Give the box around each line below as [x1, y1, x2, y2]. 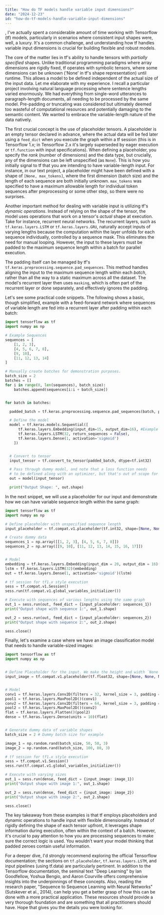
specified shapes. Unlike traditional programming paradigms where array [5, 60, 152, 66]
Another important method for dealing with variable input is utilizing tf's [5, 203, 148, 209]
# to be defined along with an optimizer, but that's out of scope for [9, 471, 159, 476]
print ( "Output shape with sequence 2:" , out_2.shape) [5, 620, 117, 625]
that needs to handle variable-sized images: [5, 643, 94, 649]
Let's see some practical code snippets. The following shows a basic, [5, 295, 145, 301]
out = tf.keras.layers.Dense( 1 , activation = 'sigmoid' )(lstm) [5, 570, 132, 576]
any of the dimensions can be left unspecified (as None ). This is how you [5, 157, 150, 163]
